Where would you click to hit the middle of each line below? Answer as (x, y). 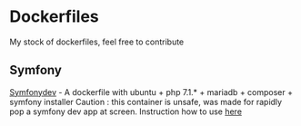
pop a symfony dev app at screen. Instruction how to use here (126, 111)
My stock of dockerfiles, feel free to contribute (97, 42)
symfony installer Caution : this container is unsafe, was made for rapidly (146, 102)
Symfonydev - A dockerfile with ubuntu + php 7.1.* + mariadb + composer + (151, 92)
